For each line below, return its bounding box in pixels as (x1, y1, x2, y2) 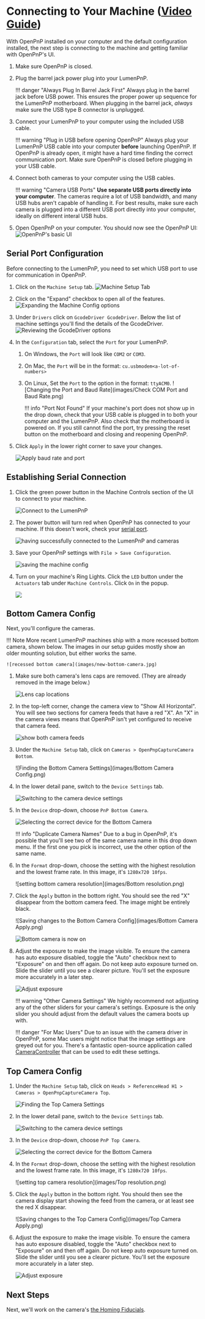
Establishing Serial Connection (6, 472, 127, 482)
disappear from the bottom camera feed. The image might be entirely (15, 899, 190, 906)
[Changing (24, 385, 51, 393)
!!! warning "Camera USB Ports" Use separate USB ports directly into (15, 186, 192, 193)
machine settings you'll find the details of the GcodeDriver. (15, 320, 164, 327)
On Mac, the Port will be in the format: (24, 362, 121, 369)
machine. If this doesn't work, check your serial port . (15, 525, 149, 532)
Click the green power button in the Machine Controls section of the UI (15, 488, 194, 495)
